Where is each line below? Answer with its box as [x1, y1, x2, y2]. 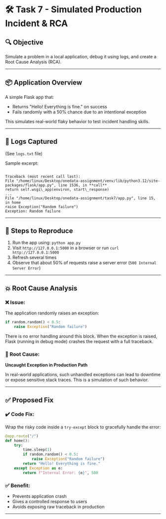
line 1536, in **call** [58, 182, 107, 188]
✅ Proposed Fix [5, 396, 54, 404]
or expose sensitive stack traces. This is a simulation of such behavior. [5, 377, 149, 383]
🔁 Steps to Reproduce [5, 227, 73, 235]
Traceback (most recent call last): [5, 174, 81, 179]
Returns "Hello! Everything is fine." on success [12, 103, 107, 109]
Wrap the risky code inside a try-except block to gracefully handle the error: [5, 424, 161, 430]
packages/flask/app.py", [5, 182, 56, 188]
